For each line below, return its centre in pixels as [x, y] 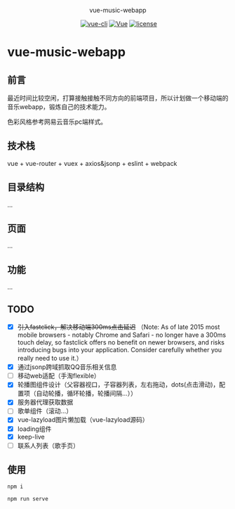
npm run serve [28, 498]
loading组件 [34, 429]
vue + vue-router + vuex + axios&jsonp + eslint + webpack [92, 163]
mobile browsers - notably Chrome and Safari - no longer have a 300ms [122, 335]
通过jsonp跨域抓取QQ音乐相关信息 [67, 367]
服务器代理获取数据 [45, 402]
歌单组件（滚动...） [45, 411]
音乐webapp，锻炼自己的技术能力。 [59, 107]
